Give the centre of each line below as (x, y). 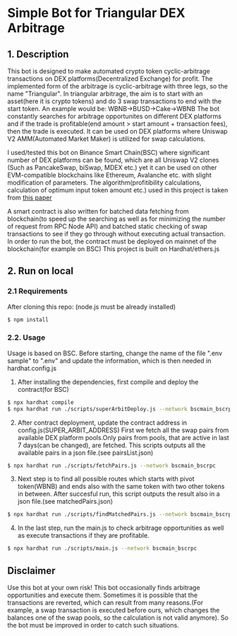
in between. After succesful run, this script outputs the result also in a (119, 494)
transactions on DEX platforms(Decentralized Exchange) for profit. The (110, 79)
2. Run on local (41, 271)
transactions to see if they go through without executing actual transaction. (116, 234)
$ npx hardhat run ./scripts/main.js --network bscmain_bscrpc (102, 549)
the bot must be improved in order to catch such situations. (93, 625)
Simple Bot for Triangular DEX (96, 13)
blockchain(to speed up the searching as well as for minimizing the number (116, 219)
